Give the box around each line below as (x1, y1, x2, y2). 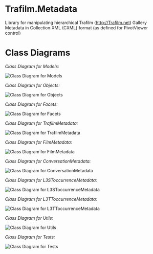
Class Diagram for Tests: (5, 234, 55, 240)
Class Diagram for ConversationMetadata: (5, 158, 91, 164)
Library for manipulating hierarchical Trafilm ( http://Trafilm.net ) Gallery (5, 20, 147, 25)
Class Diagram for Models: (5, 63, 60, 69)
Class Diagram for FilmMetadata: (5, 139, 72, 145)
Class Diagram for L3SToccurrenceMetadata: (5, 177, 97, 183)
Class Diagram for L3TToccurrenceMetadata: (5, 196, 98, 202)
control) (5, 30, 21, 36)
